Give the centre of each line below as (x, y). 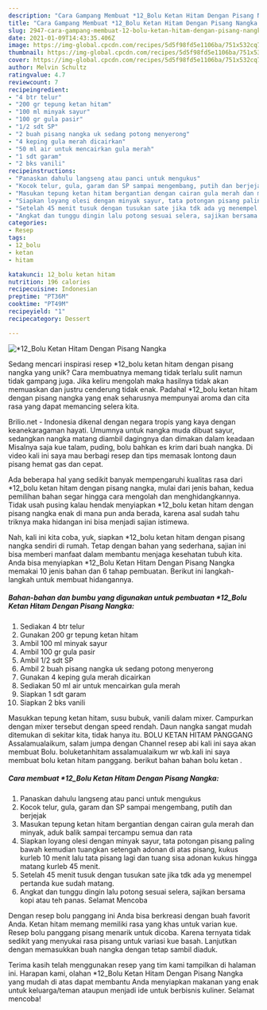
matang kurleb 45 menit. (60, 866)
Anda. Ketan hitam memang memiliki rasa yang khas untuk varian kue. (123, 924)
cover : (19, 61)
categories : (28, 223)
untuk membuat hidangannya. (84, 579)
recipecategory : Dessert (49, 319)
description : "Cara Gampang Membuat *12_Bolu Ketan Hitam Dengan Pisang (131, 16)
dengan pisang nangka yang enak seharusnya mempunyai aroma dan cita (129, 397)
